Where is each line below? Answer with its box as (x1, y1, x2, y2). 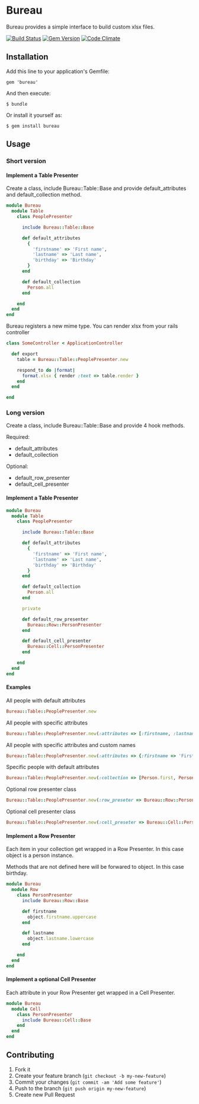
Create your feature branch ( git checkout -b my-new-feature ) (14, 1072, 166, 1079)
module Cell (11, 1006, 41, 1012)
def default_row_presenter (21, 616, 89, 622)
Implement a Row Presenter (6, 832, 76, 839)
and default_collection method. (6, 191, 82, 198)
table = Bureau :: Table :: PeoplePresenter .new (17, 356, 129, 362)
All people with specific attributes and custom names (6, 741, 136, 748)
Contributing (6, 1050, 54, 1060)
